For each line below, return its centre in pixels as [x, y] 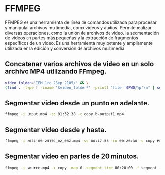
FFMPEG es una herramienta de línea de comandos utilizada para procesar [81, 22]
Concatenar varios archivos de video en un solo [80, 64]
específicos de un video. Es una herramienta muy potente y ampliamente [79, 43]
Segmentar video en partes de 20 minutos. [72, 157]
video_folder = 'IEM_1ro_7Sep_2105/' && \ [47, 83]
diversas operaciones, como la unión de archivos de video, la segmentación [82, 33]
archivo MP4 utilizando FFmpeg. [56, 72]
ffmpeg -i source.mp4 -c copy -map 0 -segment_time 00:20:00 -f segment [81, 168]
